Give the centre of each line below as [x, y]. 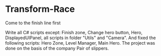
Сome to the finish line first [33, 23]
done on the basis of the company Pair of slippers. [57, 48]
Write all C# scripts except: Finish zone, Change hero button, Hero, [74, 32]
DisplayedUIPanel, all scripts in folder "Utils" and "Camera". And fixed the [80, 38]
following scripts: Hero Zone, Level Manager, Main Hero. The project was [80, 43]
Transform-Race [40, 9]
